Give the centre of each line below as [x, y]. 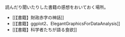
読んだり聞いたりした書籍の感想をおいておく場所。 [57, 7]
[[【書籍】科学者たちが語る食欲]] [45, 30]
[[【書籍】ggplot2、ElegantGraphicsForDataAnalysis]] [66, 24]
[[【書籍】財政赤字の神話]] [38, 18]
